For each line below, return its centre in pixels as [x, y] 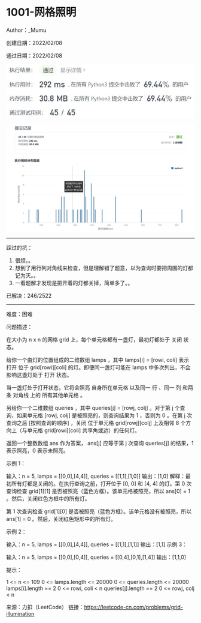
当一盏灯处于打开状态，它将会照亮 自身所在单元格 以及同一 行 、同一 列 [94, 388]
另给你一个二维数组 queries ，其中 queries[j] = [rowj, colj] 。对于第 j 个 [93, 408]
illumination [20, 614]
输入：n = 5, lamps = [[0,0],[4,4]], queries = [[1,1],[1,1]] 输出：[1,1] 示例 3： [97, 544]
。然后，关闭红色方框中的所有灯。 [48, 499]
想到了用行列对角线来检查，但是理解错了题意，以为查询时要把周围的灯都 [104, 268]
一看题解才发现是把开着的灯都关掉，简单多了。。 [74, 283]
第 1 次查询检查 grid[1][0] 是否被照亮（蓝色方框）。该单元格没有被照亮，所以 [99, 511]
